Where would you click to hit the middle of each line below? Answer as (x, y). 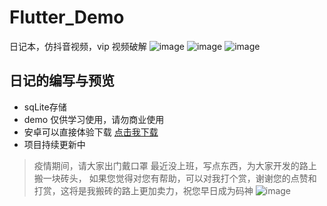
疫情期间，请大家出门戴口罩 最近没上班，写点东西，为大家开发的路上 (175, 165)
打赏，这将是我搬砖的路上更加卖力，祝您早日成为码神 (143, 190)
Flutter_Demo (67, 17)
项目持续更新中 (54, 144)
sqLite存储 (45, 107)
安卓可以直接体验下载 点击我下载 (91, 132)
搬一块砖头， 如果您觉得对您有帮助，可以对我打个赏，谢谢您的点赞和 (175, 178)
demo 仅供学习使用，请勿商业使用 (94, 119)
